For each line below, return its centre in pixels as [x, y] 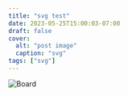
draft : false [30, 31]
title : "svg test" [39, 16]
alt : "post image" [47, 46]
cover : [19, 38]
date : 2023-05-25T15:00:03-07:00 [64, 23]
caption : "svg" [41, 53]
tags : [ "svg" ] [32, 61]
